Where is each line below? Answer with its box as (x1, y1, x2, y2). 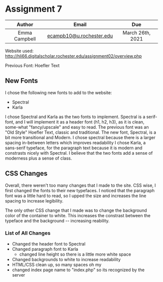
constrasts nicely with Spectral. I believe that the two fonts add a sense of (5, 150, 153, 156)
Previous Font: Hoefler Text (5, 62, 60, 68)
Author (16, 21, 33, 28)
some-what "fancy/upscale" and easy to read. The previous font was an (5, 124, 149, 130)
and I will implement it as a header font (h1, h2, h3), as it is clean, (15, 119, 145, 125)
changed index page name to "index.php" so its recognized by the (12, 267, 145, 273)
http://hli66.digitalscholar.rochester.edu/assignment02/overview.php (5, 53, 142, 59)
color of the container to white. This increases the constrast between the (5, 212, 151, 218)
